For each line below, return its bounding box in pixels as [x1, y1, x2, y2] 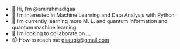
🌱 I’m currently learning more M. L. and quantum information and [11, 18, 168, 24]
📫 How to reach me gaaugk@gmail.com [11, 36, 109, 43]
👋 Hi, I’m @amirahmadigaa [11, 6, 75, 12]
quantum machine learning [11, 24, 77, 31]
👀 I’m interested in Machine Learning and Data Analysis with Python [11, 12, 175, 18]
